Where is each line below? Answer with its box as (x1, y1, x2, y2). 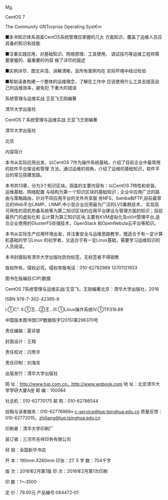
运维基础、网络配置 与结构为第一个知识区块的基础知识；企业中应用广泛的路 (5, 189, 160, 195)
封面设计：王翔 (5, 339, 36, 344)
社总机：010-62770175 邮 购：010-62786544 (5, 398, 98, 404)
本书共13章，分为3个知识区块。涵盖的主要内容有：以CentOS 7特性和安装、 (5, 183, 159, 189)
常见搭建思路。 (13, 172, 45, 178)
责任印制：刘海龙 (5, 360, 40, 366)
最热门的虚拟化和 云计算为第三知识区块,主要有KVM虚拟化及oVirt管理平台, (5, 214, 156, 220)
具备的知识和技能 (5, 40, 40, 46)
